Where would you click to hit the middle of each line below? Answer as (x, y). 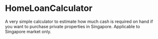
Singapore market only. (28, 31)
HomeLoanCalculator (49, 8)
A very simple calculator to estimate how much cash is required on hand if (79, 21)
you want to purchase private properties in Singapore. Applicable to (73, 26)
